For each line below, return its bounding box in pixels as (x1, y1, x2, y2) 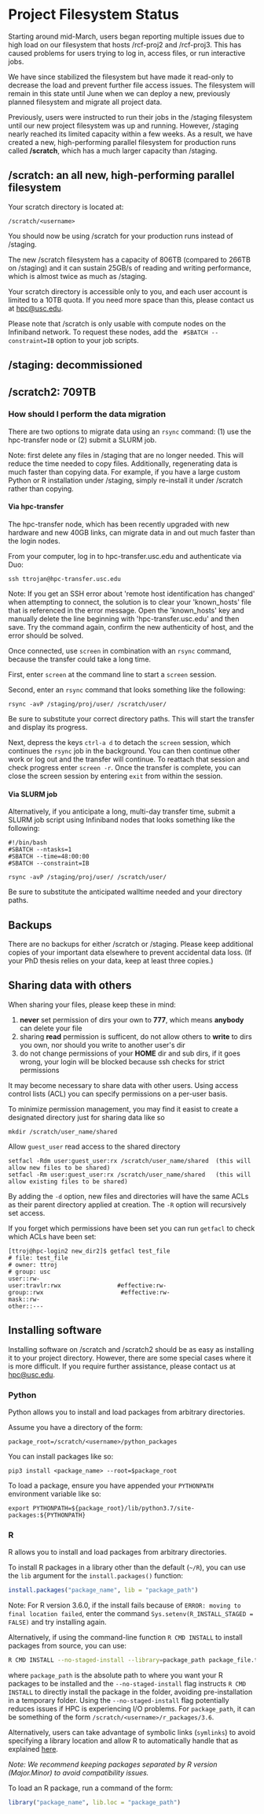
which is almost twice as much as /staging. (8, 271, 148, 281)
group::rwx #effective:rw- (8, 1288, 170, 1296)
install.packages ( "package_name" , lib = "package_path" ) (8, 1586, 199, 1594)
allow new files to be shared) (8, 1164, 111, 1171)
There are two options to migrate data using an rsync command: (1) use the (8, 426, 251, 436)
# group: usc (8, 1268, 51, 1276)
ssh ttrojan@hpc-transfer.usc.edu (8, 575, 122, 583)
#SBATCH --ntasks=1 (8, 846, 72, 854)
